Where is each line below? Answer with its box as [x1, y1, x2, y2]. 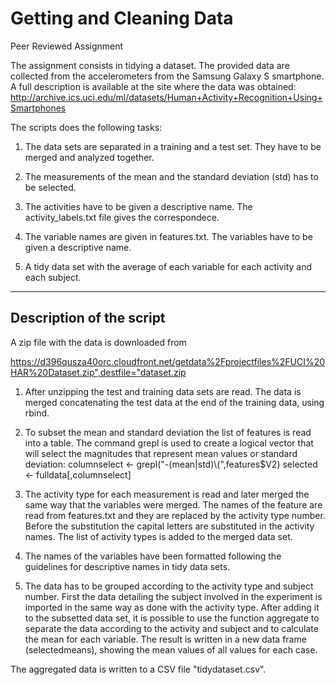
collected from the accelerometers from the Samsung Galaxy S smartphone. [10, 70, 325, 82]
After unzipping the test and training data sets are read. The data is [24, 385, 302, 397]
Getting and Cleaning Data [10, 7, 234, 30]
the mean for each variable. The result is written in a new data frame [24, 633, 307, 645]
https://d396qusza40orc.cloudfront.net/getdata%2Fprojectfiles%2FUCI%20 [10, 355, 326, 367]
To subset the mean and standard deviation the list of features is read [24, 426, 312, 438]
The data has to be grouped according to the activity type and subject [24, 580, 314, 592]
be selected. [24, 181, 77, 193]
